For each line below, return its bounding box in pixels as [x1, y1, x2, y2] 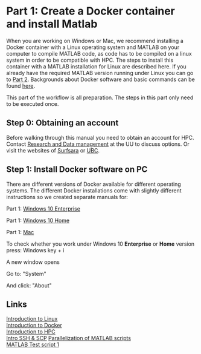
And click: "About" [6, 281, 53, 289]
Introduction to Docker [6, 322, 62, 329]
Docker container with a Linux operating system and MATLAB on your [6, 44, 180, 51]
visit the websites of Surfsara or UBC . [6, 146, 100, 154]
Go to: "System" [6, 270, 46, 277]
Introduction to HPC [6, 328, 56, 335]
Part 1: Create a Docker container [6, 4, 175, 18]
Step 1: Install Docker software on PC [6, 165, 148, 175]
